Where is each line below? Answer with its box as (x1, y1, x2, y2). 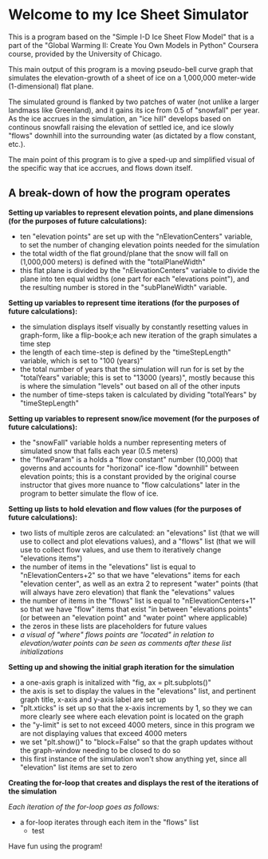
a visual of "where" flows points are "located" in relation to (19, 629, 215, 639)
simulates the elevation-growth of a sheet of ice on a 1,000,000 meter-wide (8, 73, 257, 82)
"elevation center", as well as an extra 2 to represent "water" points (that (19, 579, 258, 588)
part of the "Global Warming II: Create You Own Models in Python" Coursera (8, 40, 259, 49)
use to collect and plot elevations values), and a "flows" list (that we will (19, 536, 256, 546)
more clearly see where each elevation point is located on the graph (19, 711, 244, 721)
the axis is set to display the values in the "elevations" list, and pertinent (19, 686, 257, 695)
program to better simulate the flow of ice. (19, 489, 159, 498)
